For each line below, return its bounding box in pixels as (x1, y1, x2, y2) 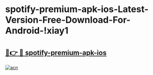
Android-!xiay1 (5, 25, 69, 36)
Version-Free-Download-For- (5, 14, 131, 26)
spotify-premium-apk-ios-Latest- (5, 4, 149, 15)
